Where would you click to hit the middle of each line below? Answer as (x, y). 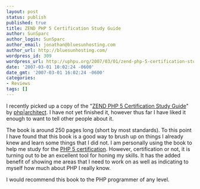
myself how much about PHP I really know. (59, 168)
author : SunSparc (28, 34)
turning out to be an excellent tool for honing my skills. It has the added (93, 155)
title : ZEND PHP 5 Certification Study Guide (63, 28)
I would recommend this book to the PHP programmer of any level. (88, 179)
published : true (26, 23)
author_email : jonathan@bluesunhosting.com (61, 45)
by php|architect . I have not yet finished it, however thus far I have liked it (96, 112)
